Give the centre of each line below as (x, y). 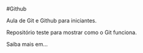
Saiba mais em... (27, 44)
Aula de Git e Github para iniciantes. (51, 20)
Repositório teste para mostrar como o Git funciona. (72, 32)
